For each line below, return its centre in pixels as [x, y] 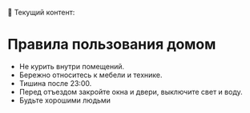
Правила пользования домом [112, 45]
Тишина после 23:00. [55, 83]
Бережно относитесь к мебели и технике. [91, 75]
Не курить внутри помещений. [72, 66]
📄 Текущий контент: [41, 12]
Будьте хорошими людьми [65, 100]
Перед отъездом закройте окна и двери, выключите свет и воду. [131, 92]
